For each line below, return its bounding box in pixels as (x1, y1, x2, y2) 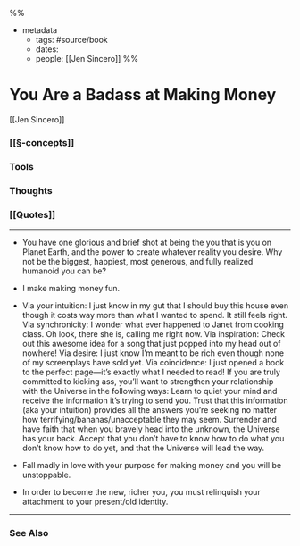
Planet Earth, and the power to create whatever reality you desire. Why (21, 247, 283, 257)
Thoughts (9, 184, 53, 197)
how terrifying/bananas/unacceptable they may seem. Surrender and (21, 415, 277, 424)
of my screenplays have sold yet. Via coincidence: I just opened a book (21, 357, 285, 367)
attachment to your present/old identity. (21, 496, 169, 507)
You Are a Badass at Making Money (9, 85, 277, 105)
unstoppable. (21, 469, 71, 480)
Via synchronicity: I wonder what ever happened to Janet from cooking (21, 319, 284, 330)
